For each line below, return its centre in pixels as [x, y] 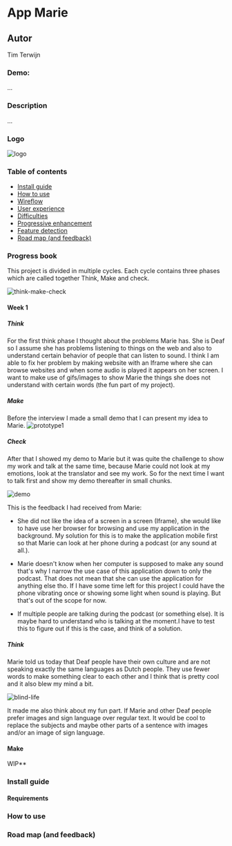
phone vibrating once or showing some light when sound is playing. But [119, 593]
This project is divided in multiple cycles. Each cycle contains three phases [114, 271]
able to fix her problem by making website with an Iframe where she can [110, 363]
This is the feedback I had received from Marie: [75, 507]
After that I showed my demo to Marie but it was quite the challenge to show [116, 458]
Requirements [28, 798]
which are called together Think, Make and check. [78, 279]
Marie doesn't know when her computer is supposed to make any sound [120, 563]
